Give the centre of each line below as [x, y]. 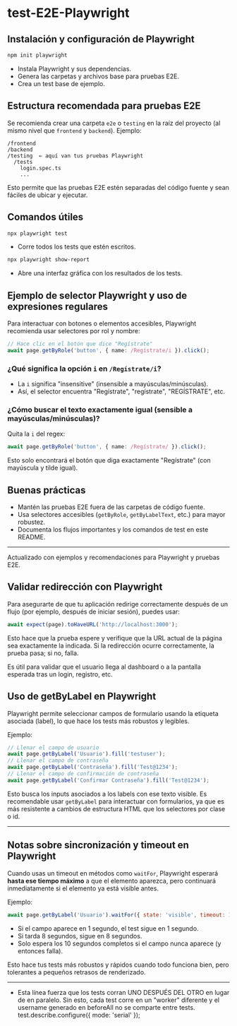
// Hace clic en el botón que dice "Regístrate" [80, 344]
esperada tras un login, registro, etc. [60, 674]
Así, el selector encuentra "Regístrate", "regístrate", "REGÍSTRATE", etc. [121, 392]
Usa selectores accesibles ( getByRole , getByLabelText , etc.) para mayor [121, 515]
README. [31, 537]
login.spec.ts [41, 168]
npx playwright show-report [49, 260]
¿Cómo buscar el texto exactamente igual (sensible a [100, 410]
